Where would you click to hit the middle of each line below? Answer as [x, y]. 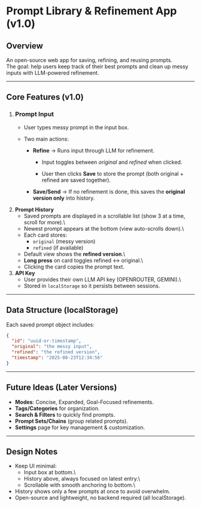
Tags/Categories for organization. [57, 408]
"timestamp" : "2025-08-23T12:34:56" [57, 358]
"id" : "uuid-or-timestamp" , [47, 341]
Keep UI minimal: [36, 466]
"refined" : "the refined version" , [56, 352]
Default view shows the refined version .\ [74, 254]
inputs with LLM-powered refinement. [53, 73]
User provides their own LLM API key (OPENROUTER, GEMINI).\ [102, 279]
